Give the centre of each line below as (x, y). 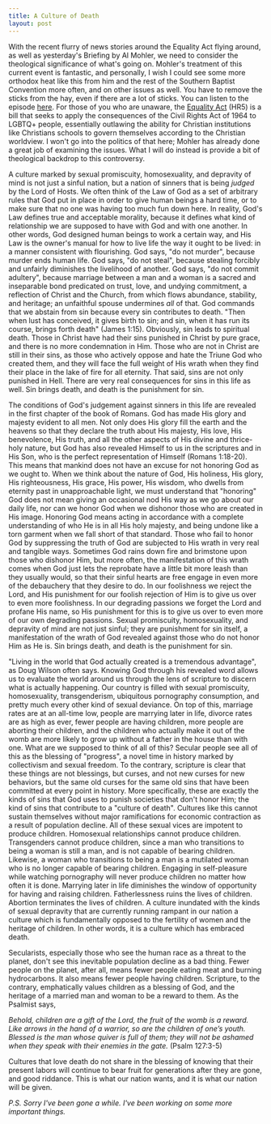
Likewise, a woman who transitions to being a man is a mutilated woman (129, 859)
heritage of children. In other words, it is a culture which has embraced (127, 928)
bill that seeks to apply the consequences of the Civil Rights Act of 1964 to (132, 115)
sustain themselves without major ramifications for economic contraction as (135, 816)
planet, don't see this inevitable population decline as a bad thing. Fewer (129, 961)
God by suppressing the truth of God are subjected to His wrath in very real (134, 543)
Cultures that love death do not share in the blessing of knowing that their (131, 1061)
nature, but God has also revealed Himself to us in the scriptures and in (142, 448)
